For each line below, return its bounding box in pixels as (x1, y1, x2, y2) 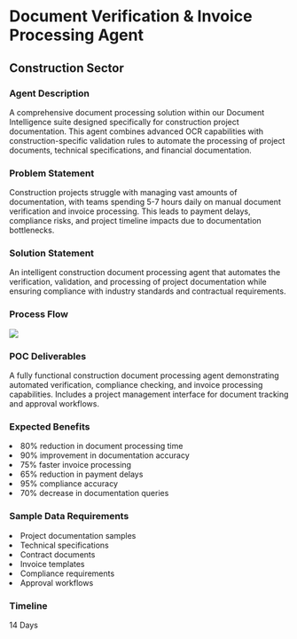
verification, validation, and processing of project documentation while (9, 277, 268, 288)
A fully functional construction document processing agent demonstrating (9, 370, 279, 381)
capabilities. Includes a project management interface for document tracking (9, 389, 289, 400)
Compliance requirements (20, 568, 115, 579)
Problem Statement (9, 167, 95, 179)
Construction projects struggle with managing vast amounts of (9, 187, 238, 198)
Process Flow (9, 308, 69, 320)
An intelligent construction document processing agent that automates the (9, 267, 281, 278)
